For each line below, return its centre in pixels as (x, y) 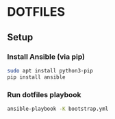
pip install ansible (37, 77)
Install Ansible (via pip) (46, 57)
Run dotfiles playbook (44, 94)
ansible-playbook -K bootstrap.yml (58, 109)
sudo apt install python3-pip (50, 70)
